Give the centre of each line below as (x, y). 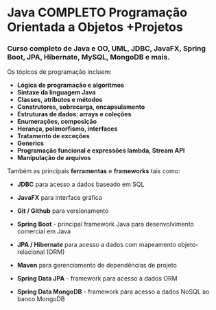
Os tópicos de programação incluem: (59, 72)
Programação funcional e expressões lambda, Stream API (101, 151)
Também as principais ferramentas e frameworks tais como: (94, 171)
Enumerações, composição (57, 122)
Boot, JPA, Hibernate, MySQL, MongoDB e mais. (88, 57)
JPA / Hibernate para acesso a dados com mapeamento (97, 245)
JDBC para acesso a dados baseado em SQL (81, 184)
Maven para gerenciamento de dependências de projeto (97, 266)
